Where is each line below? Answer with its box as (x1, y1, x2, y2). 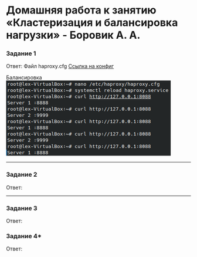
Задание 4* (6, 232, 42, 240)
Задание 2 (6, 171, 38, 179)
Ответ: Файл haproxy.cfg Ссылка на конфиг (6, 63, 114, 70)
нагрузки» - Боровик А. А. (6, 29, 141, 42)
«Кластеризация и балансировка (6, 16, 178, 29)
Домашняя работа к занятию (6, 4, 157, 17)
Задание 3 (6, 204, 38, 212)
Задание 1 (6, 49, 36, 58)
